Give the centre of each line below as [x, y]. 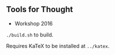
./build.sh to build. [30, 35]
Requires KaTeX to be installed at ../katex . [58, 46]
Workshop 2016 [33, 23]
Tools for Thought [40, 10]
